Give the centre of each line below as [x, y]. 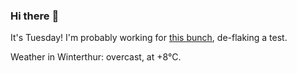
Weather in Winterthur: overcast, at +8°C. [96, 57]
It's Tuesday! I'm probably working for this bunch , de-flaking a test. [149, 38]
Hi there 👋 [35, 16]
